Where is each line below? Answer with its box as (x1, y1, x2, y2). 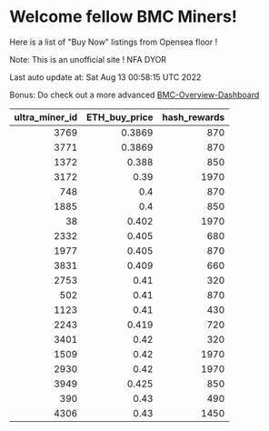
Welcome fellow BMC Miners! (9, 6, 238, 27)
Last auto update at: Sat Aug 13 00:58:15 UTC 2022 (9, 71, 202, 83)
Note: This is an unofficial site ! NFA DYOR (9, 54, 166, 65)
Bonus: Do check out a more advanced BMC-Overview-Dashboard (9, 89, 260, 100)
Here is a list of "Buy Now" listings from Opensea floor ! (9, 36, 218, 47)
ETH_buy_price (85, 111, 154, 124)
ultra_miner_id (14, 111, 78, 124)
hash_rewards (162, 111, 225, 124)
